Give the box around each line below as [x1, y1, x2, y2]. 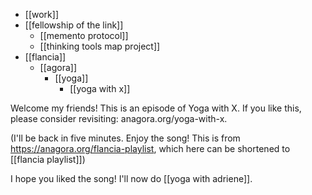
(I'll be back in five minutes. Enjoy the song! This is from [10, 132, 241, 144]
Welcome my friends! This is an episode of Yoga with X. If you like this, [10, 102, 302, 114]
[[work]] [24, 9, 59, 20]
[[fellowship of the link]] [24, 19, 124, 31]
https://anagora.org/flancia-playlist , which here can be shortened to [10, 143, 291, 154]
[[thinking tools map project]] [39, 40, 161, 52]
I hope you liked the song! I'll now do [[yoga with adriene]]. [10, 173, 253, 184]
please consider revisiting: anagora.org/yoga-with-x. [10, 113, 228, 124]
